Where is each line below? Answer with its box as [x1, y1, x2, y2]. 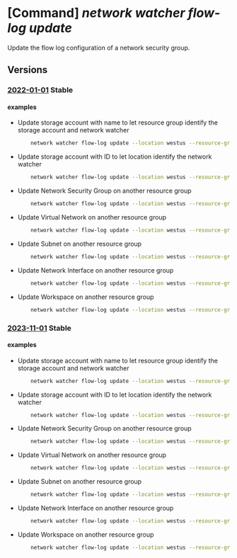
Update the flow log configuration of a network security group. [7, 43, 190, 52]
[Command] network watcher [7, 5, 185, 21]
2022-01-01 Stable [7, 85, 74, 95]
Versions [7, 64, 48, 76]
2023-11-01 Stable [7, 323, 72, 333]
